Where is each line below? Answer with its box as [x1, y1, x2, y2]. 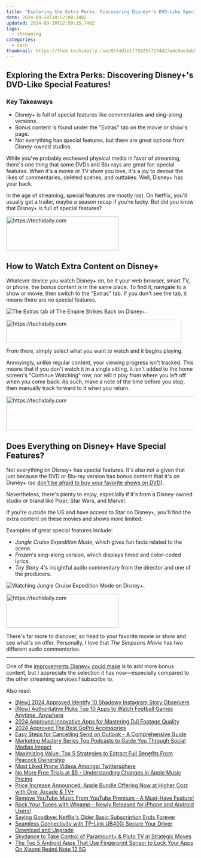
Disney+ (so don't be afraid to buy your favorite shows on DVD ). [6, 479, 165, 487]
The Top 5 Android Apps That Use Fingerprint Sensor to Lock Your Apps [14, 839, 193, 847]
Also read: [6, 687, 32, 695]
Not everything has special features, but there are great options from [14, 136, 185, 144]
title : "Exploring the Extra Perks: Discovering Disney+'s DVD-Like [6, 8, 181, 15]
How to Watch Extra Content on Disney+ [6, 261, 159, 271]
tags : [6, 25, 20, 32]
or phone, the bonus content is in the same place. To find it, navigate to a [6, 284, 187, 291]
